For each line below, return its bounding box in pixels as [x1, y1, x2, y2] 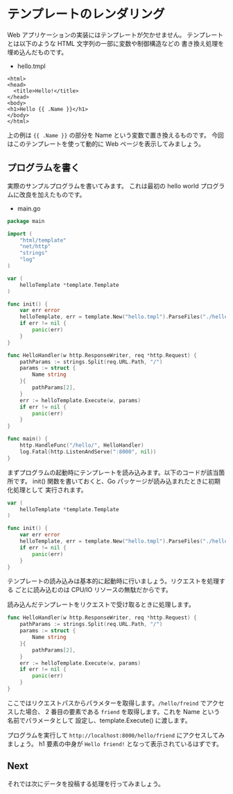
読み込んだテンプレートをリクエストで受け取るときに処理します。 [7, 600, 196, 609]
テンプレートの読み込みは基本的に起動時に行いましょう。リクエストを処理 [7, 577, 220, 586]
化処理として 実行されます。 [7, 486, 88, 494]
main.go [17, 204, 41, 213]
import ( [7, 230, 33, 237]
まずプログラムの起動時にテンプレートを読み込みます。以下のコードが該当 [7, 468, 219, 477]
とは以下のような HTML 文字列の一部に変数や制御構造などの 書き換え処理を [7, 39, 224, 47]
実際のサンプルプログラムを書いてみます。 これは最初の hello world [7, 181, 199, 190]
